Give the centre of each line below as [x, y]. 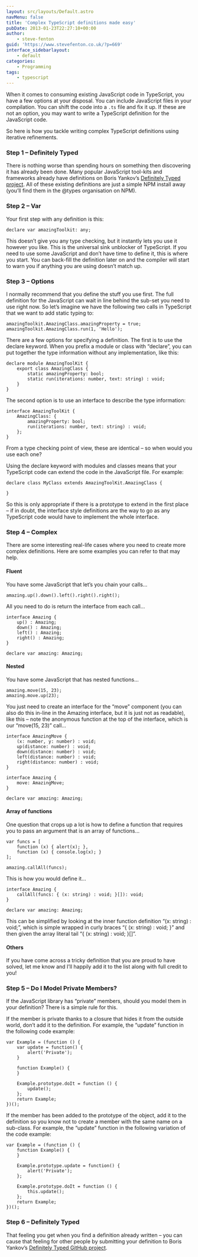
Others [15, 947]
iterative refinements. [32, 137]
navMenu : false [25, 17]
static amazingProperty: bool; [66, 374]
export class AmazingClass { [53, 369]
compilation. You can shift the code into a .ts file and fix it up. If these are [96, 107]
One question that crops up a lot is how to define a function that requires [95, 824]
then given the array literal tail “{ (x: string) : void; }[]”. [71, 933]
